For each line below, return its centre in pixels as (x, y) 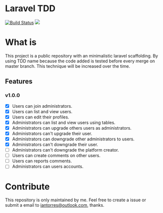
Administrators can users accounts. (48, 167)
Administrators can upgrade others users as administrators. (72, 128)
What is (21, 42)
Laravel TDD (30, 9)
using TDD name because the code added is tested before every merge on (80, 61)
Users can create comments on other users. (56, 155)
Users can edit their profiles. (41, 117)
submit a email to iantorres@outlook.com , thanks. (55, 205)
